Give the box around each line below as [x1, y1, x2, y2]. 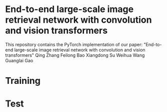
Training [5, 75, 41, 86]
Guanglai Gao [5, 57, 34, 63]
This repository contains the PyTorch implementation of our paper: [5, 41, 143, 47]
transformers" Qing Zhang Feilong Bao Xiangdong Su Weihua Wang [5, 52, 145, 58]
